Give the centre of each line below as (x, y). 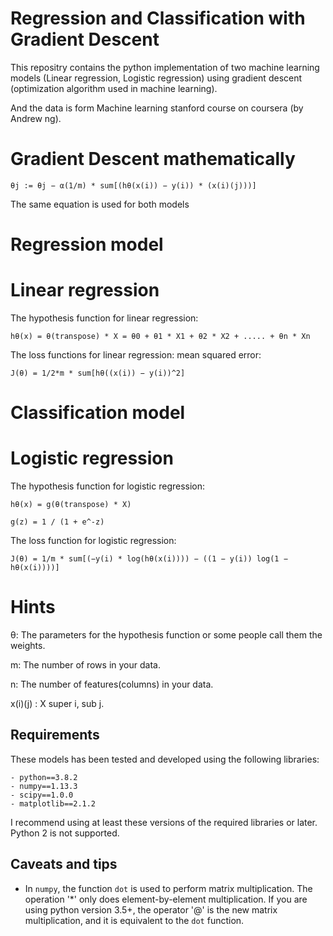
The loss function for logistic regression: (93, 541)
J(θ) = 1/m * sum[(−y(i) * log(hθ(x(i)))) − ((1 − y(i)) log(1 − (149, 559)
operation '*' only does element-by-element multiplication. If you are (166, 899)
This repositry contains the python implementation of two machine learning (165, 67)
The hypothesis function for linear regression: (104, 318)
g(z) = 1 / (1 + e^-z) (57, 522)
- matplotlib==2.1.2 (53, 803)
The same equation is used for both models (100, 204)
